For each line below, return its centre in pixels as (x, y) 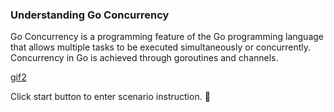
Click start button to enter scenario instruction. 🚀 (110, 97)
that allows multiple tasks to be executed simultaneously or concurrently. (161, 47)
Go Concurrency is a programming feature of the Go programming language (167, 37)
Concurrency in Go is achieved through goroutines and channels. (144, 58)
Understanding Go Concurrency (90, 15)
